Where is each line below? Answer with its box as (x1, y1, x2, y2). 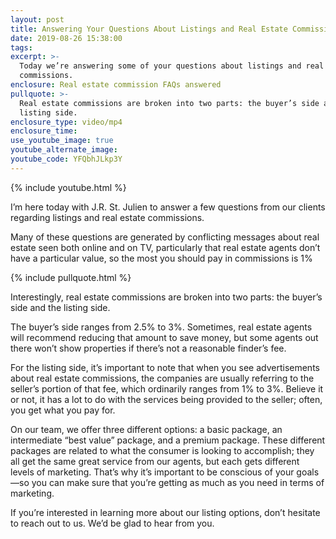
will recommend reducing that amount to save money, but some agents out (10, 331, 319, 343)
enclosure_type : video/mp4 (10, 117, 123, 127)
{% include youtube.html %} (10, 181, 127, 193)
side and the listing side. (10, 301, 111, 313)
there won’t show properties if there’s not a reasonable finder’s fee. (10, 342, 287, 354)
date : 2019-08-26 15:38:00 (10, 33, 123, 43)
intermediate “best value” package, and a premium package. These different (10, 434, 326, 446)
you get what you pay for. (10, 404, 116, 416)
